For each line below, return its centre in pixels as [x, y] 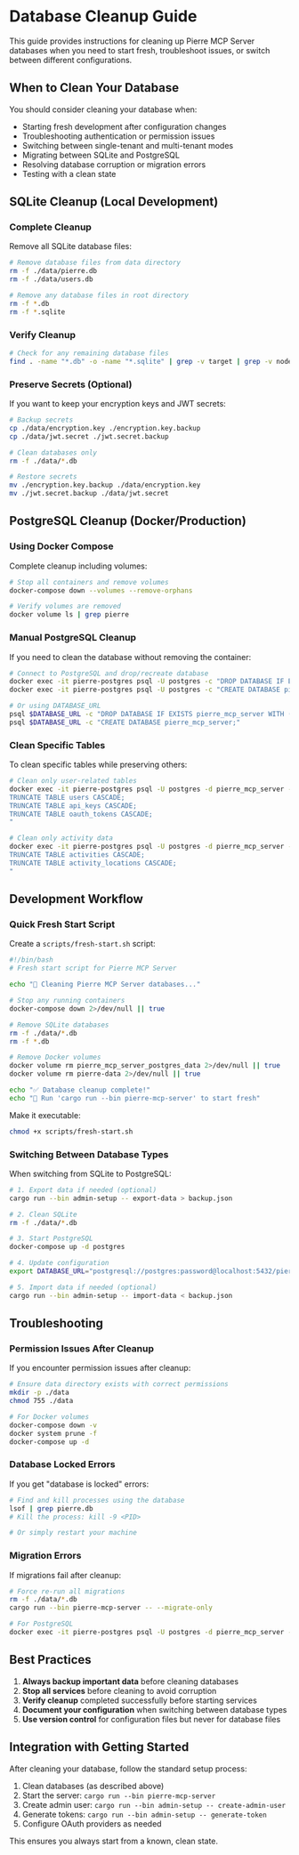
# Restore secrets [43, 477]
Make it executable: [45, 1115]
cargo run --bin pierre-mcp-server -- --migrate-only [111, 1608]
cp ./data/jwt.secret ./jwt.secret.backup [89, 436]
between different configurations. [71, 60]
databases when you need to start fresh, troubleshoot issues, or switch [140, 50]
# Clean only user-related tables [73, 781]
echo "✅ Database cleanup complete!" [80, 1090]
